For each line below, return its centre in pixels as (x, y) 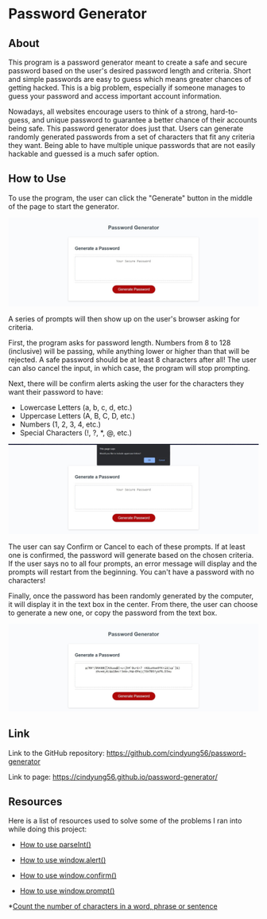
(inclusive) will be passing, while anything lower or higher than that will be (129, 351)
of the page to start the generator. (64, 206)
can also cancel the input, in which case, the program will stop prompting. (129, 368)
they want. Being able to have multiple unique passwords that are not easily (132, 145)
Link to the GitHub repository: (56, 753)
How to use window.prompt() (67, 891)
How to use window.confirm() (68, 875)
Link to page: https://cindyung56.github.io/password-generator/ (113, 777)
